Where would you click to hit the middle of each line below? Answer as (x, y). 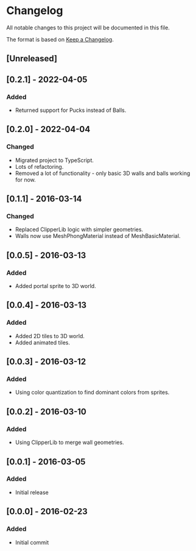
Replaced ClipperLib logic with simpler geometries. (79, 229)
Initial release (32, 492)
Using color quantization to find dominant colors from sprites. (92, 393)
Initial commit (32, 542)
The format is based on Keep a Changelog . (60, 39)
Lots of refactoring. (39, 166)
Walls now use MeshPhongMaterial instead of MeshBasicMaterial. (98, 236)
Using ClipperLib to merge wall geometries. (69, 442)
